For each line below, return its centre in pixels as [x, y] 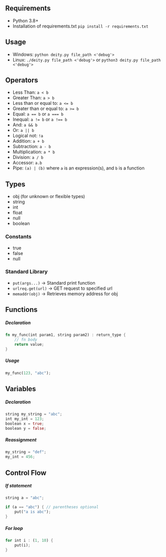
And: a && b [25, 125]
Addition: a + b [28, 141]
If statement [19, 486]
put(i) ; [22, 545]
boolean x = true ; [25, 424]
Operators [22, 80]
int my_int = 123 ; [25, 419]
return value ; [29, 344]
